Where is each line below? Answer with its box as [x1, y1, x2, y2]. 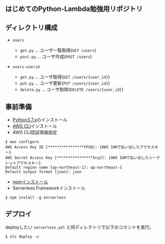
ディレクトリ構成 [5, 23, 58, 32]
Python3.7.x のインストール [12, 117, 68, 123]
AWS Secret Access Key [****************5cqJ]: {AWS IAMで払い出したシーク [5, 155, 160, 160]
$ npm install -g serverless [5, 195, 66, 200]
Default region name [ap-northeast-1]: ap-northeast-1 [5, 165, 122, 170]
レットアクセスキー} [5, 161, 41, 166]
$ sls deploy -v [5, 234, 39, 239]
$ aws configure [5, 139, 39, 144]
